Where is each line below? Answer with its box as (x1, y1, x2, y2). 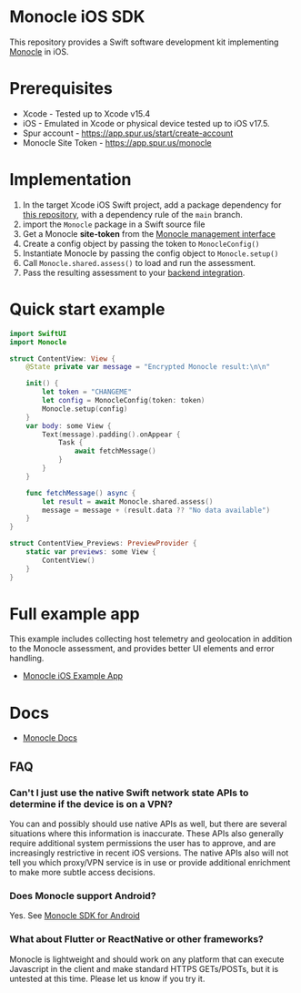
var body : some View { (25, 421, 112, 430)
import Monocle (9, 337, 67, 347)
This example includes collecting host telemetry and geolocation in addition (9, 633, 293, 644)
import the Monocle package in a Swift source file (22, 219, 206, 230)
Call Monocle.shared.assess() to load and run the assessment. (22, 257, 256, 268)
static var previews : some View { (25, 548, 156, 557)
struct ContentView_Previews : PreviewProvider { (9, 539, 197, 548)
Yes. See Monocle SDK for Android (9, 910, 141, 921)
